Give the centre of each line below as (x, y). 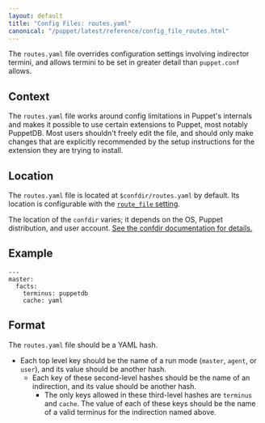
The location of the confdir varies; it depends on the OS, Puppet (116, 220)
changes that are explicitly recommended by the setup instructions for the (132, 142)
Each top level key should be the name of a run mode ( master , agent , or (138, 360)
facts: (27, 286)
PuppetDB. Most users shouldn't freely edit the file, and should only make (131, 133)
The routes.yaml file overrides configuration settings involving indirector (129, 54)
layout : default (36, 16)
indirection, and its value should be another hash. (114, 386)
